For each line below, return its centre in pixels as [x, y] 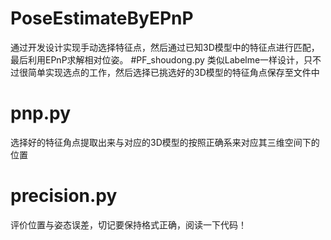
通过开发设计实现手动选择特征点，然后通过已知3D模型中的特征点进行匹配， [165, 47]
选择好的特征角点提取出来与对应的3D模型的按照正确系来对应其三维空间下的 [165, 142]
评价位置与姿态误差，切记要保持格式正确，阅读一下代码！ [128, 224]
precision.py [64, 196]
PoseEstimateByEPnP [102, 18]
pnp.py [41, 113]
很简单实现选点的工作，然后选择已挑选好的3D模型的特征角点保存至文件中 [169, 72]
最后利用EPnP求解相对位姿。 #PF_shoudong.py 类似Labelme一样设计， [157, 59]
